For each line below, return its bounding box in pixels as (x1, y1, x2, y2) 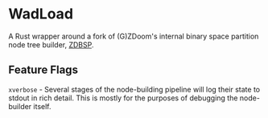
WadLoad (8, 5, 74, 23)
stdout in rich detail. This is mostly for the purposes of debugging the (8, 93, 238, 103)
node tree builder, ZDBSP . (8, 39, 94, 49)
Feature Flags (8, 63, 79, 77)
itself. (33, 101, 52, 111)
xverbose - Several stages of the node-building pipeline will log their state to (8, 84, 260, 94)
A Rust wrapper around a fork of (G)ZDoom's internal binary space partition (8, 31, 259, 41)
